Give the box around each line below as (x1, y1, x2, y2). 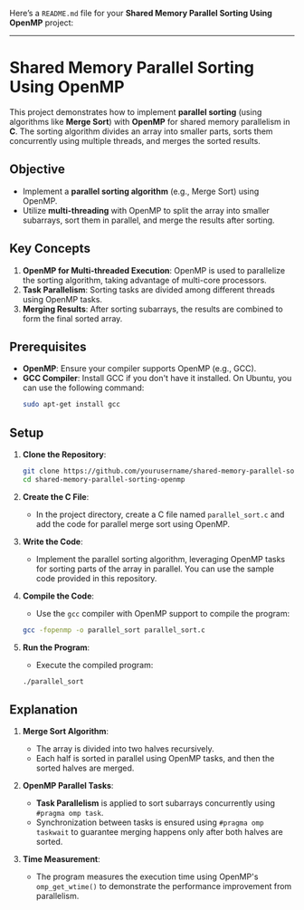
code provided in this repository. (35, 572, 157, 583)
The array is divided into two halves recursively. (35, 743, 214, 754)
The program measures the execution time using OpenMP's (35, 871, 259, 882)
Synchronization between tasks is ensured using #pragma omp (35, 817, 264, 828)
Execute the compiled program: (35, 659, 154, 670)
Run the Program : (22, 642, 90, 653)
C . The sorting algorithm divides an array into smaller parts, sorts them (9, 126, 273, 137)
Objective (9, 162, 66, 177)
